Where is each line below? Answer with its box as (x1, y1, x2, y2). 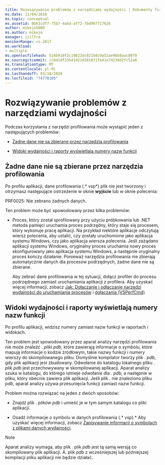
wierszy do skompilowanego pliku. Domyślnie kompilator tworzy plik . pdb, (5, 355, 156, 361)
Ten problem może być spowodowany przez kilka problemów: (5, 207, 131, 213)
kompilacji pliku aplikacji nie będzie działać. (5, 455, 93, 461)
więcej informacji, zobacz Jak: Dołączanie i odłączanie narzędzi (12, 284, 141, 290)
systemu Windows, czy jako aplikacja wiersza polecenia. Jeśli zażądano (12, 238, 159, 244)
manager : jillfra (5, 35, 41, 40)
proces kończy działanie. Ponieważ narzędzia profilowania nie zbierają (12, 253, 156, 259)
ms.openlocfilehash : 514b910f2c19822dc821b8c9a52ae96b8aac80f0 (5, 53, 137, 58)
